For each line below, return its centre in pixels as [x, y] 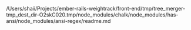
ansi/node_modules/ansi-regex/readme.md [58, 21]
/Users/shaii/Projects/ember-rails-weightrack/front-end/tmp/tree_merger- [96, 9]
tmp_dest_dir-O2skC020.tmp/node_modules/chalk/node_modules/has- [92, 15]
